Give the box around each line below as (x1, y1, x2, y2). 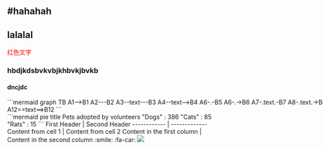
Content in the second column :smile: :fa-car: (7, 136, 136, 144)
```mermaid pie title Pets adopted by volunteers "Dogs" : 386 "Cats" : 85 (7, 113, 212, 121)
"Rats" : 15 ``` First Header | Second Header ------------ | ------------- (7, 120, 208, 128)
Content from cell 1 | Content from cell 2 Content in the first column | (7, 128, 202, 136)
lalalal (7, 29, 33, 41)
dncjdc (7, 83, 28, 91)
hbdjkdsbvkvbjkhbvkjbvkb (7, 66, 99, 75)
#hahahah (7, 6, 52, 17)
